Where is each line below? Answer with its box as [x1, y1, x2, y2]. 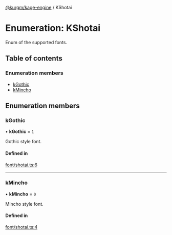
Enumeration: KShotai [5, 23, 101, 34]
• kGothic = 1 [5, 128, 34, 135]
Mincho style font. [5, 201, 44, 207]
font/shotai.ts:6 [5, 162, 37, 168]
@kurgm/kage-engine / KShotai [5, 5, 72, 10]
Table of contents [5, 54, 62, 63]
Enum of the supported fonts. [5, 39, 68, 45]
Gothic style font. [5, 139, 42, 145]
